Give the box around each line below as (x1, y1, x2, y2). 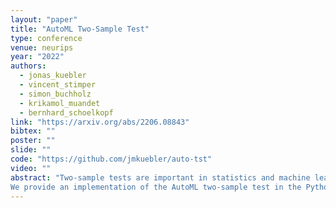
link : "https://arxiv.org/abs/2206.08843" (10, 117, 190, 127)
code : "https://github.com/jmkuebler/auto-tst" (10, 154, 213, 164)
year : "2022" (10, 52, 65, 62)
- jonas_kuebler (19, 71, 87, 81)
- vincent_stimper (19, 80, 97, 90)
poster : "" (10, 136, 56, 146)
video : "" (10, 163, 52, 173)
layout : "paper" (10, 14, 78, 25)
